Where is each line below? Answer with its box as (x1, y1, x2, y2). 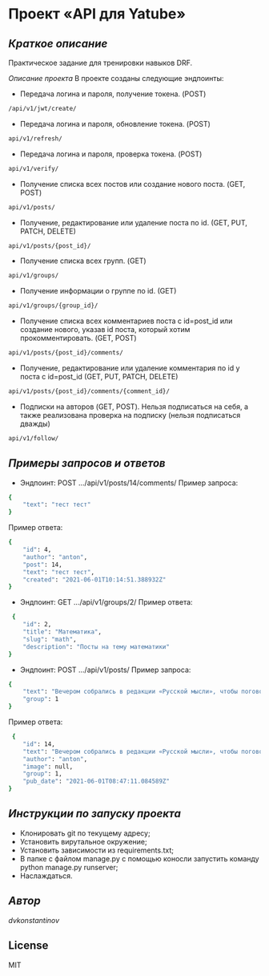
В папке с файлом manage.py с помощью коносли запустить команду (19, 853, 259, 863)
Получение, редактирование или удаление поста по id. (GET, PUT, (19, 217, 248, 227)
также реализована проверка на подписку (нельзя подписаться (19, 410, 241, 419)
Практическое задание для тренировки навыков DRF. (8, 58, 193, 67)
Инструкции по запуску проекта (8, 807, 182, 820)
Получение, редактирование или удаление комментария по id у (19, 363, 240, 373)
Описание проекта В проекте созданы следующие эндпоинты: (8, 74, 224, 83)
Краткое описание (8, 37, 108, 51)
